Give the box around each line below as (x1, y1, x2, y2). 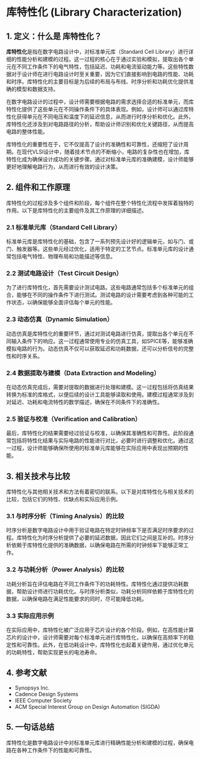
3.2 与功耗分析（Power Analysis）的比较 (6, 565, 124, 574)
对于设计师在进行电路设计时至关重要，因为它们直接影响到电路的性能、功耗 (11, 71, 194, 78)
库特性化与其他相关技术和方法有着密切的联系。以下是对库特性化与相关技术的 (6, 488, 194, 495)
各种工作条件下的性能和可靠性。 (16, 746, 95, 754)
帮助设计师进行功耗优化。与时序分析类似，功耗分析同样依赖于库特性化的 (16, 587, 194, 595)
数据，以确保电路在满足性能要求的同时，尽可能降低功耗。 (6, 595, 147, 602)
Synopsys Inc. (14, 684, 50, 691)
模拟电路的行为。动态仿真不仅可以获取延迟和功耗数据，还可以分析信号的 (6, 345, 183, 352)
